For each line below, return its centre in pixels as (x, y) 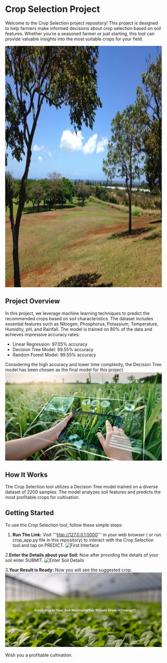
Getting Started (30, 513)
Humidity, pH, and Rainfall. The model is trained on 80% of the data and (79, 329)
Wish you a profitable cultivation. (39, 655)
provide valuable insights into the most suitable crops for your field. (74, 39)
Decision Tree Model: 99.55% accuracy (53, 349)
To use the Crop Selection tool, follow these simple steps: (64, 525)
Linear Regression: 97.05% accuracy (50, 344)
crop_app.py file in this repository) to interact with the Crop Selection (83, 540)
